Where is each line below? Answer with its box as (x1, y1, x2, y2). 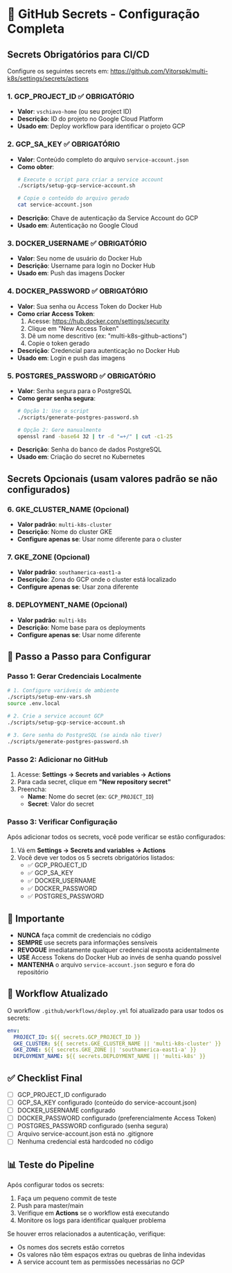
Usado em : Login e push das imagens (17, 354, 126, 362)
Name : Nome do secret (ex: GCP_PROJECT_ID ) (27, 792, 154, 800)
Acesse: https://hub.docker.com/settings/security (27, 317, 170, 325)
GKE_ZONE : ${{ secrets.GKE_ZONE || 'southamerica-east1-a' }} (13, 1046, 197, 1053)
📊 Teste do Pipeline (7, 1159, 95, 1170)
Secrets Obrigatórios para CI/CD (7, 49, 150, 60)
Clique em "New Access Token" (27, 324, 119, 332)
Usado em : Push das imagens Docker (17, 269, 125, 277)
